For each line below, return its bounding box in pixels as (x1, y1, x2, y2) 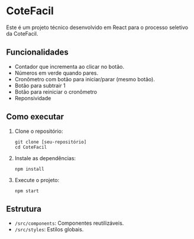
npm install (14, 166, 44, 172)
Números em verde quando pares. (14, 69, 99, 77)
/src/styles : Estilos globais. (14, 226, 84, 233)
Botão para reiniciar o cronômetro (14, 88, 98, 95)
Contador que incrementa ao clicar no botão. (14, 63, 125, 70)
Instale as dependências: (14, 154, 76, 161)
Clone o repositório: (14, 128, 63, 135)
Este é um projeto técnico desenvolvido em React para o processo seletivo (6, 24, 188, 31)
